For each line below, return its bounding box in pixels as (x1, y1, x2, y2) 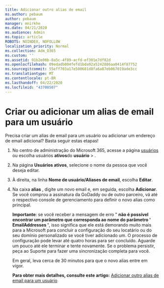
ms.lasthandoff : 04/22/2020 (5, 80, 63, 85)
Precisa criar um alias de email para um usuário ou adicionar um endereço (5, 133, 156, 139)
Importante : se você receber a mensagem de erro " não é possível (12, 212, 149, 218)
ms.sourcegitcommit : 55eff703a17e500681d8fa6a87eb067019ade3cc (5, 67, 137, 72)
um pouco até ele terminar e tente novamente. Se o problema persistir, (12, 243, 156, 249)
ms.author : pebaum (5, 12, 43, 17)
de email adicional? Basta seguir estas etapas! (5, 138, 99, 144)
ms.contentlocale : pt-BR (5, 76, 56, 81)
